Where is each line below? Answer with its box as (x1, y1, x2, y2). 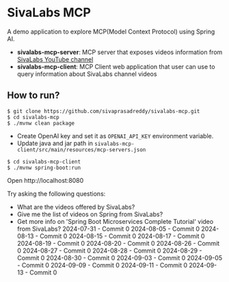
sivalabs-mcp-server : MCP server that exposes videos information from (16, 48, 223, 56)
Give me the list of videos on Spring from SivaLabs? (16, 210, 163, 218)
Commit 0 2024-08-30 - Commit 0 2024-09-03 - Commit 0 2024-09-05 (16, 253, 223, 261)
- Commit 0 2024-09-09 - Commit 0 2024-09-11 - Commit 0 (16, 261, 188, 269)
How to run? (7, 90, 60, 101)
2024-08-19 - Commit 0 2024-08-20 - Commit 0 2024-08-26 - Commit (16, 239, 220, 247)
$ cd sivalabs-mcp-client (7, 158, 81, 165)
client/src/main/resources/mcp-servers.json (16, 146, 146, 153)
